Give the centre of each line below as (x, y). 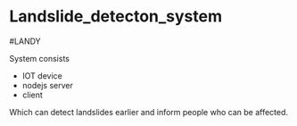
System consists (39, 58)
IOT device (42, 76)
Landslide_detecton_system (116, 17)
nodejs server (47, 85)
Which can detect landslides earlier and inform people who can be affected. (148, 112)
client (32, 95)
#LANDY (25, 41)
